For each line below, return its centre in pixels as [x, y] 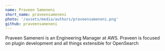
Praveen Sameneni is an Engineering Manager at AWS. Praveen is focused [82, 38]
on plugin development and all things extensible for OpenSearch [72, 43]
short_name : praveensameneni [36, 14]
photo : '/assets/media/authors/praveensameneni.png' [62, 19]
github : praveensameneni [31, 24]
